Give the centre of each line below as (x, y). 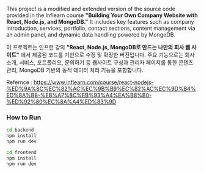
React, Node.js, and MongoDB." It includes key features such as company (100, 22)
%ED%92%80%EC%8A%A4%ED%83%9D (61, 102)
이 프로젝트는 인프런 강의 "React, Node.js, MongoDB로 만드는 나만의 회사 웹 (98, 47)
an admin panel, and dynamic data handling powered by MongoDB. (91, 35)
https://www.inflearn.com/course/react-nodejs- (93, 82)
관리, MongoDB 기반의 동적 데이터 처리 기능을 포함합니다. (75, 70)
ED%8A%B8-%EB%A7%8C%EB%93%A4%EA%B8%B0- (79, 95)
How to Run (24, 117)
